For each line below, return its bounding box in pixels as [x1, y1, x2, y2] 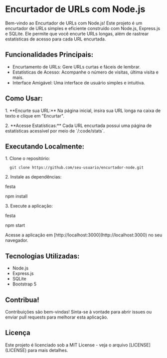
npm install [5, 193, 28, 199]
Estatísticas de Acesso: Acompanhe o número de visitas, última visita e [12, 69, 159, 75]
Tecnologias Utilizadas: [5, 251, 80, 260]
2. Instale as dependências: [5, 174, 62, 180]
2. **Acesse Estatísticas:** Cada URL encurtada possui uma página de [5, 122, 152, 128]
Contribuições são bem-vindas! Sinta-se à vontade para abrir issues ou [5, 309, 152, 314]
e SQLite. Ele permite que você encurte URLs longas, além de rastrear [5, 30, 149, 36]
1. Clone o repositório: [5, 155, 50, 161]
